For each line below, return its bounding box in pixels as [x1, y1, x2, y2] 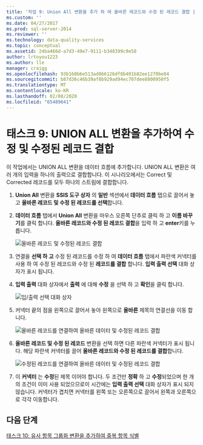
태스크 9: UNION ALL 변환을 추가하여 [6, 127, 182, 140]
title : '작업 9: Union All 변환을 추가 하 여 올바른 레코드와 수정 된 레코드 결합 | [6, 8, 196, 15]
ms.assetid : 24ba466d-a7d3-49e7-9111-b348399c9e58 [6, 48, 137, 54]
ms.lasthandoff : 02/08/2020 [6, 93, 78, 99]
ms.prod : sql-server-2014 [6, 25, 72, 32]
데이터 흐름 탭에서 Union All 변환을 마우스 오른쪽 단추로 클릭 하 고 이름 [15, 211, 182, 219]
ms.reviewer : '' [6, 31, 47, 38]
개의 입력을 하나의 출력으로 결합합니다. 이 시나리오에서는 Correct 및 [12, 171, 173, 178]
